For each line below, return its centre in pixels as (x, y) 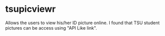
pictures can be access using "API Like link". (51, 28)
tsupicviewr (31, 9)
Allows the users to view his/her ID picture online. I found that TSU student (82, 23)
